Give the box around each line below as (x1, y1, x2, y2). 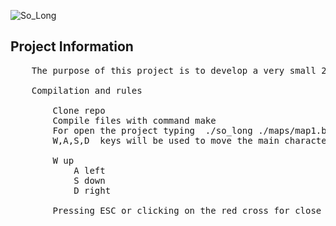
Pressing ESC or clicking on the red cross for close (52, 205, 322, 216)
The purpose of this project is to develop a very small (31, 65, 317, 76)
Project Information (10, 38, 134, 55)
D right (73, 185, 112, 196)
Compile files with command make (52, 115, 217, 126)
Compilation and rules (31, 85, 143, 96)
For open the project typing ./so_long (52, 125, 253, 136)
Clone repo (52, 105, 106, 116)
